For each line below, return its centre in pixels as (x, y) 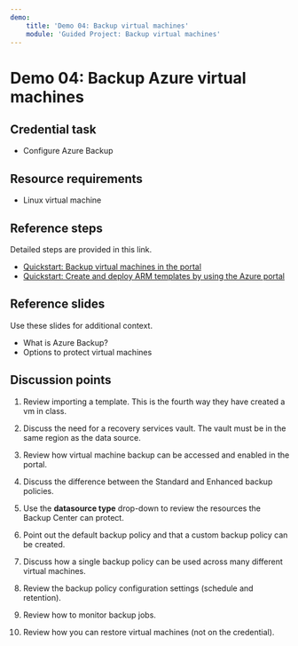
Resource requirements (76, 179)
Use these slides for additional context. (82, 325)
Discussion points (61, 380)
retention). (42, 597)
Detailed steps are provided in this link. (81, 249)
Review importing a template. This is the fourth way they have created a (154, 402)
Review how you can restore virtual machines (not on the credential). (149, 632)
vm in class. (45, 411)
